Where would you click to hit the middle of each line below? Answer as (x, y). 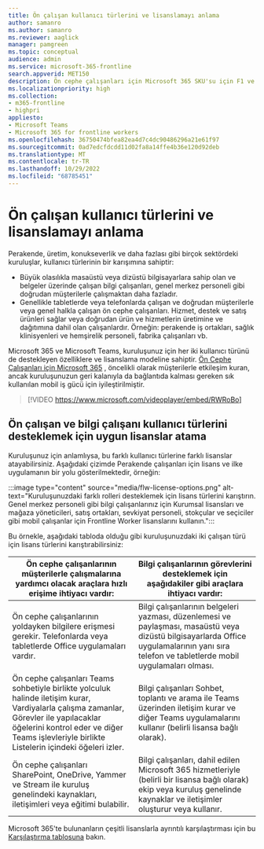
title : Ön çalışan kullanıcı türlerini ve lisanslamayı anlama (114, 15)
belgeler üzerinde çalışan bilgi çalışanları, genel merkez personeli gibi (132, 285)
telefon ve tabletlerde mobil (189, 656)
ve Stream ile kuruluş (51, 785)
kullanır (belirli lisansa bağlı (188, 727)
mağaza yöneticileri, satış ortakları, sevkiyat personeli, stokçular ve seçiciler (131, 513)
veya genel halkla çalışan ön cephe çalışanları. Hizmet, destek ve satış (133, 311)
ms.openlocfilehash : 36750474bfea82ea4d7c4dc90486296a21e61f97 (114, 140)
